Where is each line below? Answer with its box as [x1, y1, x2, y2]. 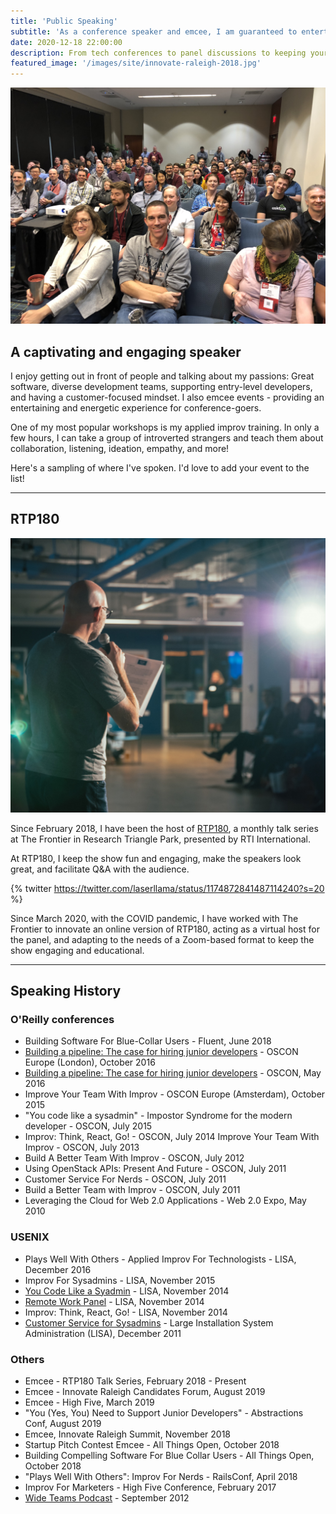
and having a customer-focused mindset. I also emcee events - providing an [10, 391, 325, 403]
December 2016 [24, 1263, 92, 1275]
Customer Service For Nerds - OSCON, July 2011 [24, 1173, 227, 1185]
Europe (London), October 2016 [24, 1056, 156, 1069]
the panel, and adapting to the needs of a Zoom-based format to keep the [10, 933, 315, 945]
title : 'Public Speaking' [10, 16, 118, 26]
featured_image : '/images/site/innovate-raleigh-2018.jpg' [10, 58, 262, 69]
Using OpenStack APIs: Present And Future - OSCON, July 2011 [24, 1163, 287, 1175]
